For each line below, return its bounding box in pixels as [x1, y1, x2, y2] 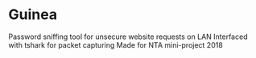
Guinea [8, 6, 58, 24]
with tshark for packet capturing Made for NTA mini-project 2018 [8, 40, 223, 49]
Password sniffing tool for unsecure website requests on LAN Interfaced [8, 32, 248, 41]
